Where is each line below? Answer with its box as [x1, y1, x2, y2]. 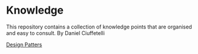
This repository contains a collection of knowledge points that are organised [6, 23, 193, 30]
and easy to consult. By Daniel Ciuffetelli [6, 29, 105, 36]
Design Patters [6, 41, 43, 48]
